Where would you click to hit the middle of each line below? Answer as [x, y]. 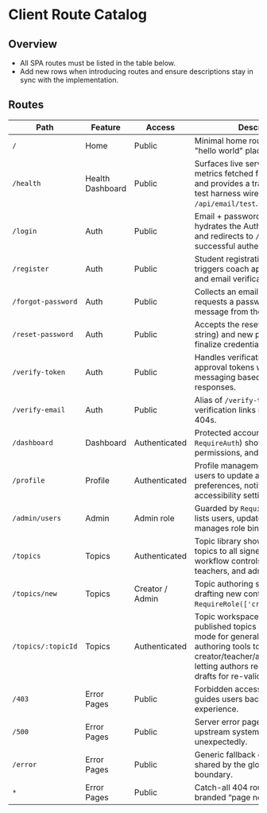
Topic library [218, 540]
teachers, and [220, 571]
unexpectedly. [221, 741]
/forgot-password [45, 301]
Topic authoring [224, 583]
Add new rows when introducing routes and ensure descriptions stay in [137, 72]
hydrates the [218, 226]
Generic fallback [225, 754]
